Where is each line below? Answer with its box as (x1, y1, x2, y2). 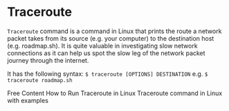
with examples (7, 96, 48, 104)
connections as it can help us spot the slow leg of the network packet (7, 49, 205, 57)
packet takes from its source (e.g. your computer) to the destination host (7, 34, 214, 42)
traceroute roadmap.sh (7, 77, 73, 83)
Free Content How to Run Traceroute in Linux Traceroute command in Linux (7, 89, 223, 97)
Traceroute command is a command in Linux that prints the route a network (7, 27, 222, 35)
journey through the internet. (7, 56, 89, 64)
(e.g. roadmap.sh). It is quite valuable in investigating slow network (7, 41, 199, 50)
